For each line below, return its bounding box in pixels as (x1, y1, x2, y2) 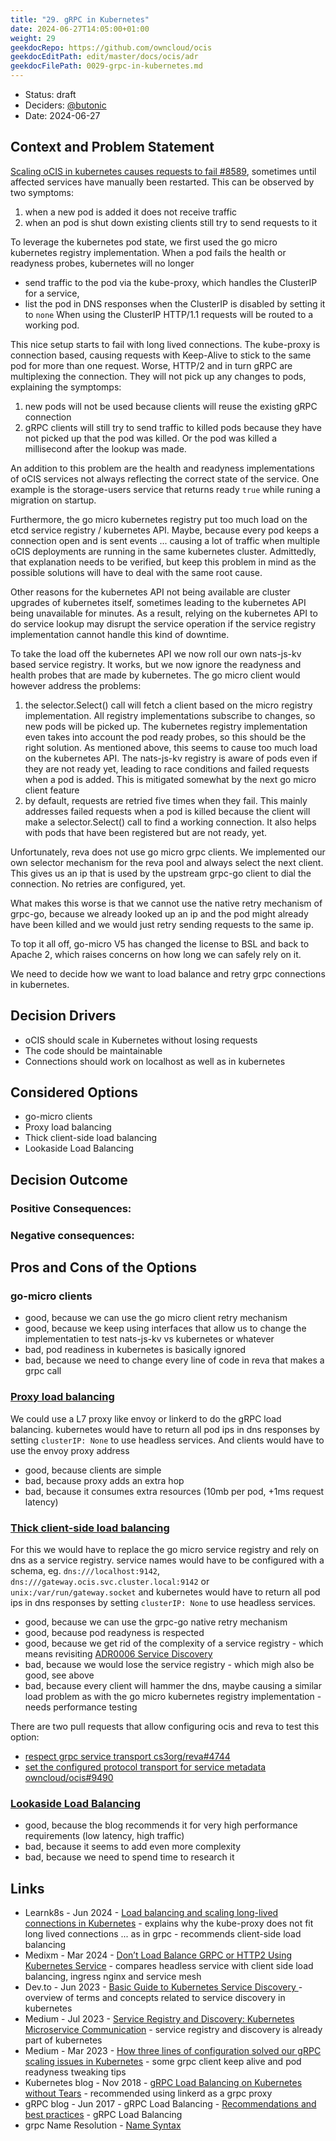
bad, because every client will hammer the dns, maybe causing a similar (24, 1679, 322, 1691)
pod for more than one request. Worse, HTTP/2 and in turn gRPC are (10, 359, 293, 371)
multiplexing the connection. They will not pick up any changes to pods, (10, 370, 307, 382)
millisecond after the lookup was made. (24, 442, 187, 455)
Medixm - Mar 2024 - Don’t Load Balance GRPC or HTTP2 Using (24, 1949, 292, 1961)
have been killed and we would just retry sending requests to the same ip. (10, 918, 314, 930)
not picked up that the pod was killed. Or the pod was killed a (24, 432, 278, 444)
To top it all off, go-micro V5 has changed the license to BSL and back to (10, 937, 310, 950)
